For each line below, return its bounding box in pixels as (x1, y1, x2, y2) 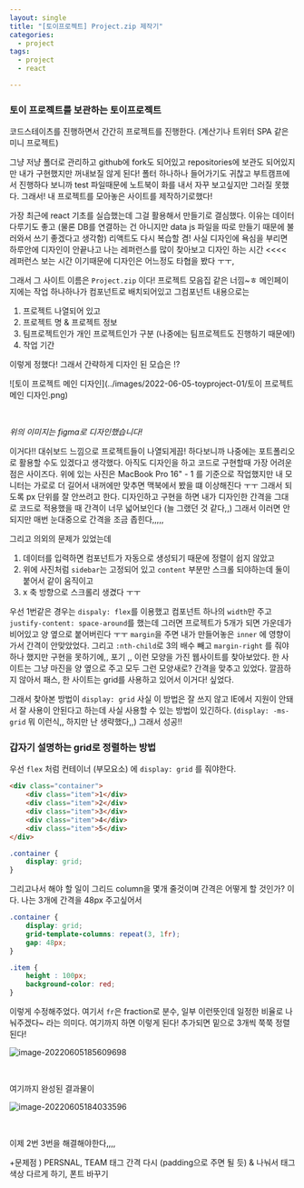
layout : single (9, 13, 67, 23)
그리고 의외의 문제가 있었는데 (9, 534, 112, 544)
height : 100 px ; (25, 972, 88, 981)
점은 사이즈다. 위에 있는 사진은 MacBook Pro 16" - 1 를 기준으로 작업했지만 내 (9, 469, 283, 480)
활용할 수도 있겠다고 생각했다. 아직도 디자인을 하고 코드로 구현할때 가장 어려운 (18, 457, 293, 468)
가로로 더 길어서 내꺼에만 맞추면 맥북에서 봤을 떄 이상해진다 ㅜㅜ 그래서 (33, 480, 283, 491)
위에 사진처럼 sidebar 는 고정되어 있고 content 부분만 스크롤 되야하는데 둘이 (22, 564, 290, 575)
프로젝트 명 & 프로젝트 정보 (22, 317, 118, 328)
